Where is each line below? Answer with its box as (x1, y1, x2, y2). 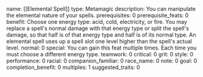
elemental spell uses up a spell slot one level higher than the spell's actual (6, 38, 192, 45)
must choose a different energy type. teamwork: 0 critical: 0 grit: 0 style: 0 (6, 51, 194, 57)
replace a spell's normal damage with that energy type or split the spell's (6, 24, 189, 32)
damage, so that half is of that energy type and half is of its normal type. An (6, 31, 196, 38)
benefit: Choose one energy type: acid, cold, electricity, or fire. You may (6, 18, 188, 25)
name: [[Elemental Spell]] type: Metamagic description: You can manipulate (6, 5, 196, 12)
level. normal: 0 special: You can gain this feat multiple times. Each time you (6, 44, 197, 51)
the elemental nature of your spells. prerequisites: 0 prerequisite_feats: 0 (6, 12, 189, 19)
